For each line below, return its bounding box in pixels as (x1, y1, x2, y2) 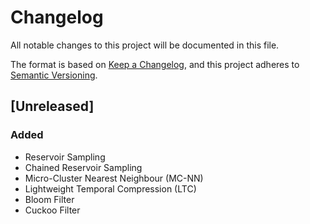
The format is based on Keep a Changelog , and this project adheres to (10, 58, 300, 70)
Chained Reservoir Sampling (24, 161, 143, 173)
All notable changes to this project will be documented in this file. (10, 39, 280, 51)
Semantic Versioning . (10, 69, 98, 81)
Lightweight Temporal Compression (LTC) (24, 182, 197, 195)
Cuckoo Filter (24, 204, 81, 216)
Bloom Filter (24, 193, 75, 205)
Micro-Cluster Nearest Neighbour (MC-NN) (24, 172, 204, 184)
